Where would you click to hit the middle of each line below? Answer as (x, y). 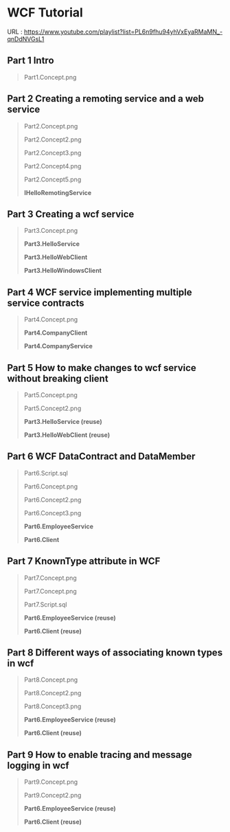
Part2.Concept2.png (53, 139)
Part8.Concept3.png (53, 706)
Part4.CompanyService (58, 346)
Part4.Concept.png (51, 319)
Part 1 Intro (31, 61)
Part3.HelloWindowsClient (62, 271)
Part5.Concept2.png (53, 408)
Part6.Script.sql (46, 473)
